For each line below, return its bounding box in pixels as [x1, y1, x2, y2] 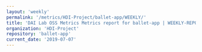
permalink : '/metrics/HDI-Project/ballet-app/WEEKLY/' [6, 14, 147, 20]
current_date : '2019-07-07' [6, 36, 77, 42]
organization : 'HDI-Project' [6, 25, 79, 32]
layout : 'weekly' [6, 8, 50, 15]
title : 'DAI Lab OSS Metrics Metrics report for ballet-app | [6, 20, 165, 26]
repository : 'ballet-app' [6, 31, 71, 37]
